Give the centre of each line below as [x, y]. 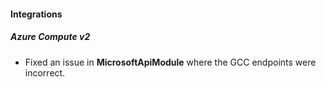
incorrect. [45, 72]
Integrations [36, 14]
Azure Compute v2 [50, 37]
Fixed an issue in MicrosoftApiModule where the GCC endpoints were [170, 62]
